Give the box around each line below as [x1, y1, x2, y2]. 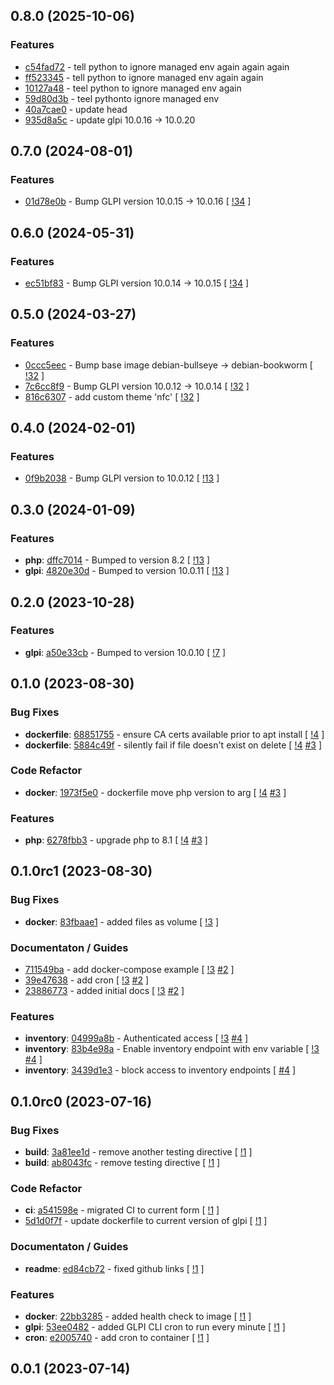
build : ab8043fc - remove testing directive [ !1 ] [24, 1157, 221, 1169]
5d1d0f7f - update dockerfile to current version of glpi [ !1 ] [24, 1215, 268, 1227]
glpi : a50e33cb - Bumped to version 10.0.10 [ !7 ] [24, 646, 227, 658]
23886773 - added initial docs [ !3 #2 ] [24, 985, 185, 997]
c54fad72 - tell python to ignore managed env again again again [24, 60, 290, 73]
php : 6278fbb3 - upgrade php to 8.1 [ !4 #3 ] [24, 834, 208, 846]
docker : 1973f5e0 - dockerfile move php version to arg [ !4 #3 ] [24, 786, 287, 798]
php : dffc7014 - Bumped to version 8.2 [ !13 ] [24, 554, 211, 566]
